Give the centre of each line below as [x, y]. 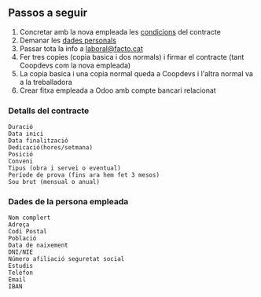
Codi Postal [28, 232]
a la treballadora [46, 82]
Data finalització [38, 141]
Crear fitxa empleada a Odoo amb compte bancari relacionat [118, 90]
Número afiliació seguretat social [66, 259]
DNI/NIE [21, 252]
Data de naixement [38, 246]
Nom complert [29, 218]
